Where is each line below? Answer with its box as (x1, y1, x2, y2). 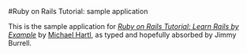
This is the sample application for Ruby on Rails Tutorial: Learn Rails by (8, 22, 239, 31)
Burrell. (8, 38, 32, 48)
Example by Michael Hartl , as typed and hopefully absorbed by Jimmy (8, 31, 237, 39)
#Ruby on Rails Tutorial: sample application (8, 7, 148, 16)
